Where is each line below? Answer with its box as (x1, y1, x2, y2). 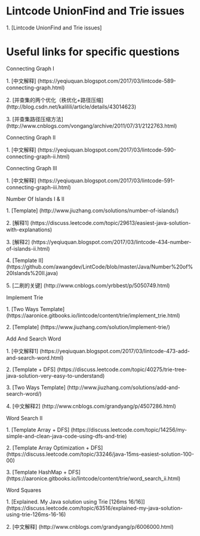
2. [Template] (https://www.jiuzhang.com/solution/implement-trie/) (6, 323, 170, 330)
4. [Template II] (6, 257, 44, 264)
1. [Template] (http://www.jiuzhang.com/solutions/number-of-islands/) (6, 207, 179, 214)
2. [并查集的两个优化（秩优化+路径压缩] (6, 96, 103, 103)
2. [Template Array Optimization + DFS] (6, 444, 103, 451)
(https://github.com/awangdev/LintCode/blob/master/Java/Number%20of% (6, 263, 193, 270)
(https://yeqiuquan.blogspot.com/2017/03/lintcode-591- (37, 177, 175, 184)
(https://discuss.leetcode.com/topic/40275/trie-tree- (56, 366, 187, 373)
